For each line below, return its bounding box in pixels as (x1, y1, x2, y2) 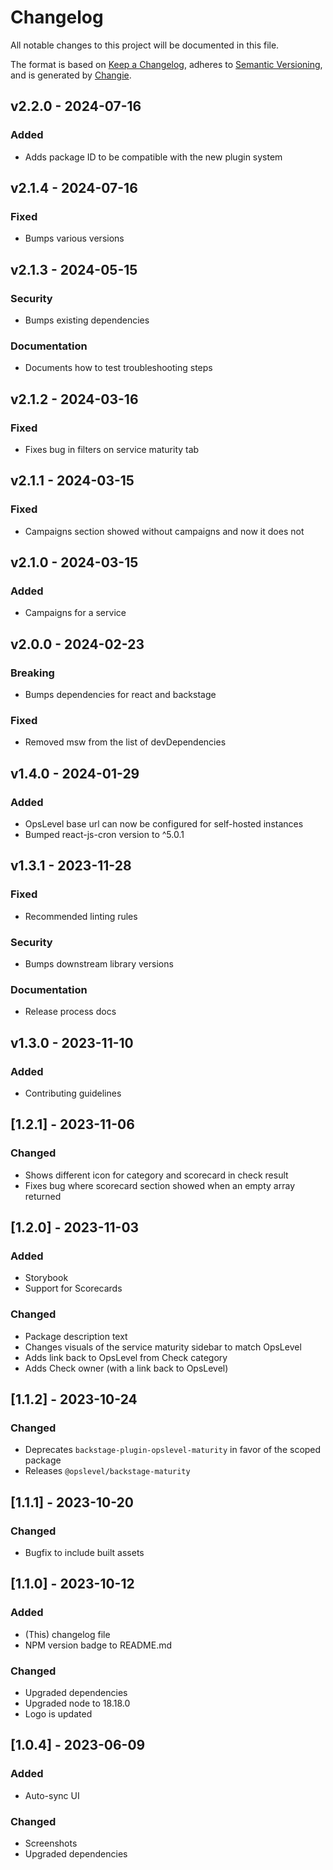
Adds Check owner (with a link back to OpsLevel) (24, 1362, 229, 1374)
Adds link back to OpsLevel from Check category (24, 1351, 228, 1363)
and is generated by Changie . (10, 69, 132, 81)
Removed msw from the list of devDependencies (24, 736, 227, 748)
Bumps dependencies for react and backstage (24, 689, 217, 701)
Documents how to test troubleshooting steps (24, 362, 213, 374)
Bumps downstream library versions (24, 958, 174, 970)
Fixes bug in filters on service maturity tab (24, 443, 200, 455)
